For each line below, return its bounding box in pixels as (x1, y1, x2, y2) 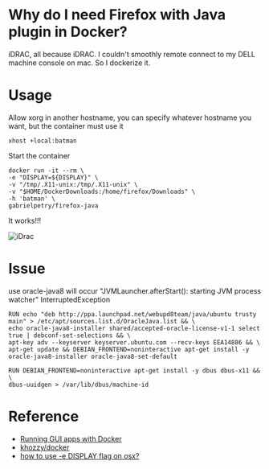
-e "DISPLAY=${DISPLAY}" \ (8, 173, 99, 182)
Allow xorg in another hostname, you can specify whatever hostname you (8, 113, 251, 122)
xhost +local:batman (8, 137, 78, 145)
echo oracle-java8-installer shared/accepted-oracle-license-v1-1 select (8, 324, 261, 332)
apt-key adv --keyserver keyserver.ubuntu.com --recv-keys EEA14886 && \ (8, 338, 261, 347)
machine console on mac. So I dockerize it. (8, 58, 151, 68)
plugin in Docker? (8, 23, 128, 41)
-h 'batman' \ (8, 195, 56, 203)
